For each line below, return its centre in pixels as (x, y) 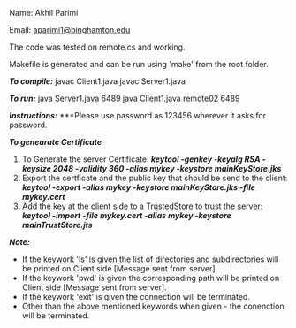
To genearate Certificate (56, 142)
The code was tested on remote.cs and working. (97, 47)
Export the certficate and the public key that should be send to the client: (155, 178)
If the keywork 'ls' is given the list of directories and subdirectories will (150, 259)
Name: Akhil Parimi (44, 13)
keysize (36, 168)
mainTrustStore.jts (57, 225)
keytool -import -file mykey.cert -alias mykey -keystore (126, 215)
